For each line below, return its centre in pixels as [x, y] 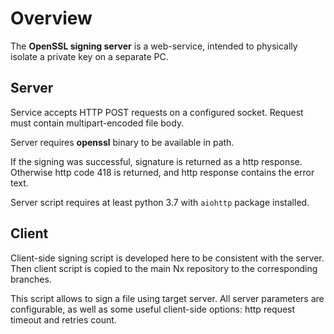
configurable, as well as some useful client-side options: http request [153, 309]
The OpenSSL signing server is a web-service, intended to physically [154, 46]
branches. [31, 279]
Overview [51, 18]
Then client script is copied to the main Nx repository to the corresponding [164, 268]
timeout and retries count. [63, 319]
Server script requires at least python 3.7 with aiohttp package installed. [160, 202]
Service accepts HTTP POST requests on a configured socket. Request [157, 112]
